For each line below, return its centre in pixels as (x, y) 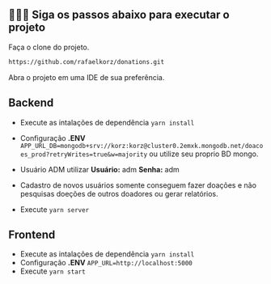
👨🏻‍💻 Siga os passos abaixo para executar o (119, 15)
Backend (31, 103)
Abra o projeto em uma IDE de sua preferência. (87, 77)
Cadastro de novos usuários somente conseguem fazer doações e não (138, 185)
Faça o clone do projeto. (49, 47)
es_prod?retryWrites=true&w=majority (84, 155)
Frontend (32, 234)
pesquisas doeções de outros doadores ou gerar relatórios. (119, 193)
